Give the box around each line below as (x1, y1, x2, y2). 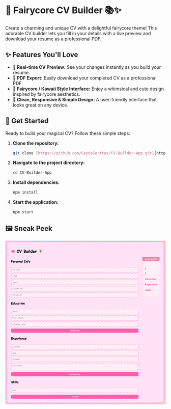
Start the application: (12, 199, 59, 205)
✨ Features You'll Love (5, 50, 78, 59)
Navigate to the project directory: (12, 159, 85, 166)
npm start (12, 210, 34, 215)
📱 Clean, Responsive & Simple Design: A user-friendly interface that (12, 96, 157, 102)
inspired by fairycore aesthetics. (12, 91, 80, 97)
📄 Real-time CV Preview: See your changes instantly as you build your (12, 64, 161, 70)
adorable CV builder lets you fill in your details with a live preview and (5, 30, 151, 36)
